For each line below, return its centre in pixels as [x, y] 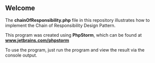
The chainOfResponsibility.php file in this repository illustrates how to [77, 20]
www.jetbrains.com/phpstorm [37, 40]
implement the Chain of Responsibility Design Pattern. [60, 25]
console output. [21, 55]
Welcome [20, 8]
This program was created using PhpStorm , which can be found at [74, 35]
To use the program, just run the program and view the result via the [75, 50]
